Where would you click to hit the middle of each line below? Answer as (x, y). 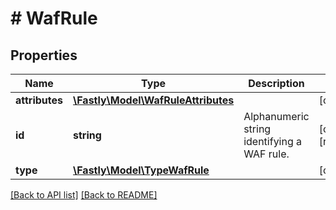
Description (276, 83)
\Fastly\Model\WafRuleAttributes (154, 100)
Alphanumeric (276, 116)
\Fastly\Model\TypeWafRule (141, 170)
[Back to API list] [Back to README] (84, 195)
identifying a (273, 141)
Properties (44, 55)
